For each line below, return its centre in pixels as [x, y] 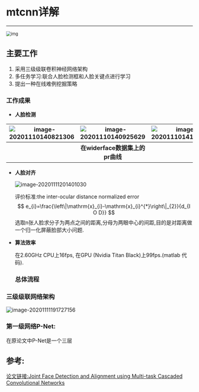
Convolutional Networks [36, 383]
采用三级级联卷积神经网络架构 [51, 69]
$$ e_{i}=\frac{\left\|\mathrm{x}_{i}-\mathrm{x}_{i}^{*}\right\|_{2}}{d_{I [104, 206]
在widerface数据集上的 [113, 148]
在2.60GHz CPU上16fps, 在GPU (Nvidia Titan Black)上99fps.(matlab [97, 255]
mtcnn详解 [33, 12]
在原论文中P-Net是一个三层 [39, 340]
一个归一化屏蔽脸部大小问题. [49, 230]
